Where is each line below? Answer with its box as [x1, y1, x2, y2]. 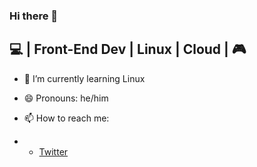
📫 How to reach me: [23, 112, 110, 124]
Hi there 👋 [9, 9, 59, 23]
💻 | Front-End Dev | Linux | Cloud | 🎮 [9, 41, 247, 58]
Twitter [38, 145, 69, 158]
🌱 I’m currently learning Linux [23, 72, 146, 84]
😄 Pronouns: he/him [23, 92, 109, 104]
